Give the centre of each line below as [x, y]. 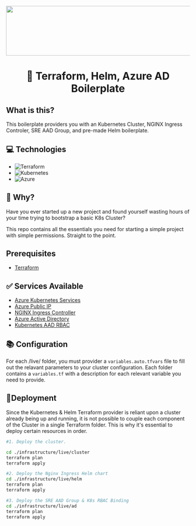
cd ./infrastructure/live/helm [44, 479]
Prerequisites [31, 254]
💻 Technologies [36, 149]
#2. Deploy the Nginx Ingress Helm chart [57, 474]
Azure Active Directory [42, 319]
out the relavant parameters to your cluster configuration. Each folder [90, 367]
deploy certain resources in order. [47, 431]
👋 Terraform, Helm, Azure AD [98, 76]
